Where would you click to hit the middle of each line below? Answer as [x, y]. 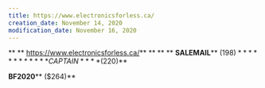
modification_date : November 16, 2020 [72, 30]
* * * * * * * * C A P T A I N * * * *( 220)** [68, 61]
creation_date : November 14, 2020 [66, 23]
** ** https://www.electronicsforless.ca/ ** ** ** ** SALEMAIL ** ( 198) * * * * [132, 53]
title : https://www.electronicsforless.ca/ [82, 15]
